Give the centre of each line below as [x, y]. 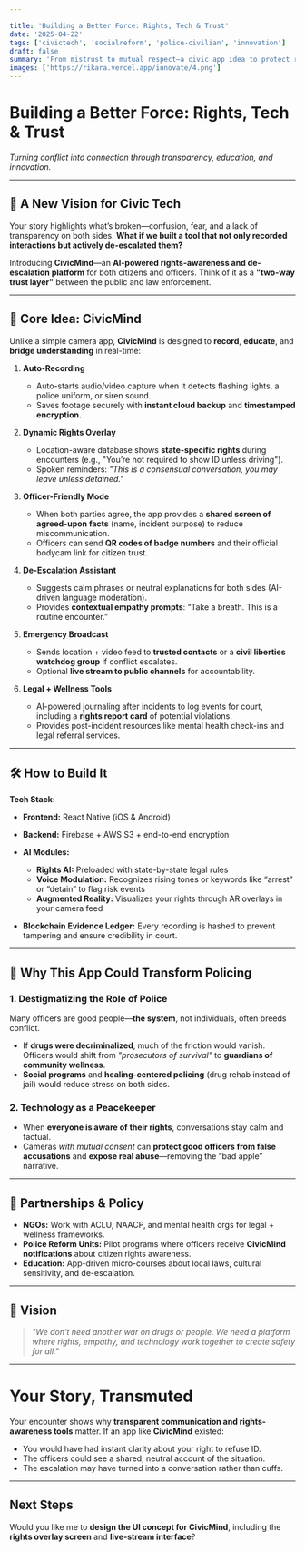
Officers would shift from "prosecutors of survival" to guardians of [148, 1055]
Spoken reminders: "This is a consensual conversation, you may [157, 469]
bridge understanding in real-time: [75, 350]
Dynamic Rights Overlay [69, 432]
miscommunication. [73, 533]
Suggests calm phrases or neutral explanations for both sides [151, 587]
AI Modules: [46, 852]
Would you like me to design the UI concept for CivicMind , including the [145, 1526]
